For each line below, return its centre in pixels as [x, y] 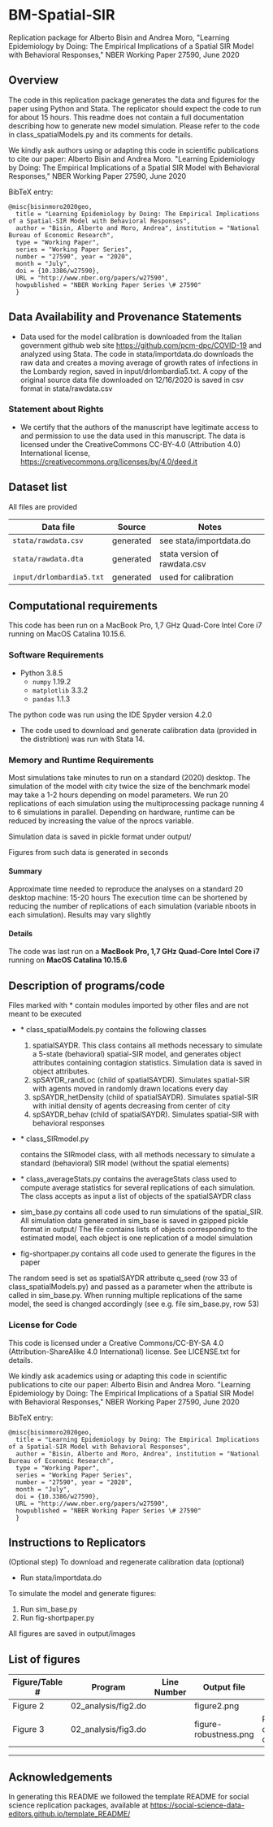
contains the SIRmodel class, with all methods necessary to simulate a [138, 1155]
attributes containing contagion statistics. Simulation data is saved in [147, 1063]
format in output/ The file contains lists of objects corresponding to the [139, 1230]
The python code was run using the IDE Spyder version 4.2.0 [110, 714]
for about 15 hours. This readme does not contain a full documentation [126, 117]
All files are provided [43, 506]
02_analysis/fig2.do [108, 1706]
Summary [25, 870]
